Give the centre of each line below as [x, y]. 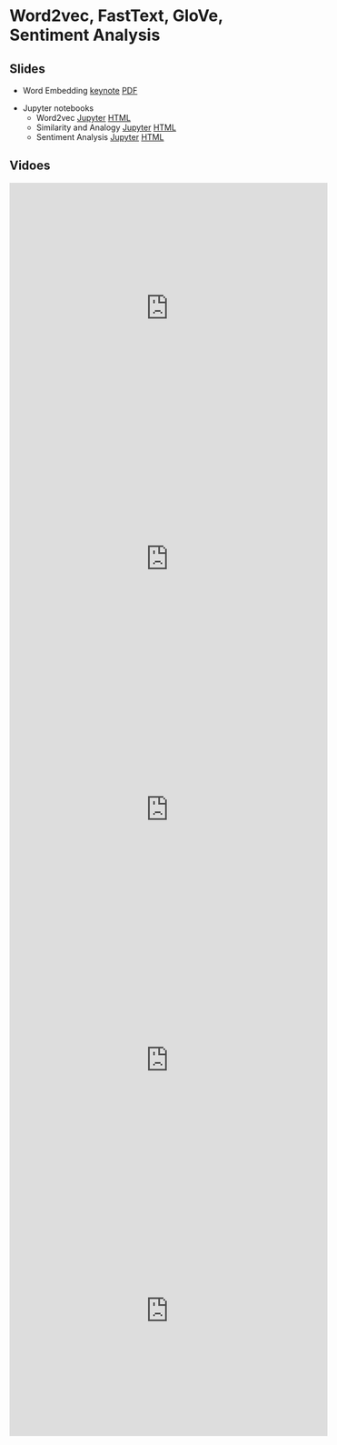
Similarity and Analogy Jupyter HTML [106, 127]
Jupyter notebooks [58, 108]
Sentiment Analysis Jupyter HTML [100, 137]
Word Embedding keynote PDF [80, 90]
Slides [27, 69]
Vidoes [30, 166]
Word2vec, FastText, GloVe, [116, 16]
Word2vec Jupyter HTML [84, 118]
